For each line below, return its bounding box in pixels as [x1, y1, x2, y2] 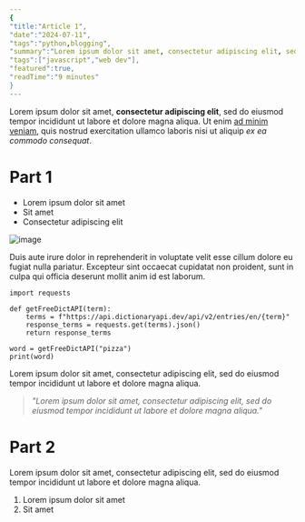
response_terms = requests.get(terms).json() [25, 320, 202, 329]
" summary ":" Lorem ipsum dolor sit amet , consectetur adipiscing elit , [9, 47, 282, 56]
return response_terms [25, 328, 112, 337]
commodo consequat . [9, 135, 93, 146]
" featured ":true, [9, 65, 75, 74]
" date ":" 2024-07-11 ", [9, 30, 92, 39]
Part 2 [9, 437, 56, 457]
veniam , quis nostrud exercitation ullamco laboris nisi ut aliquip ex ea [9, 125, 268, 136]
